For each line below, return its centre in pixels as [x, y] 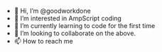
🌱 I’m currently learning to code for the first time [85, 26]
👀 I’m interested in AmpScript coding [68, 18]
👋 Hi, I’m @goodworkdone [52, 11]
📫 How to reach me [43, 41]
